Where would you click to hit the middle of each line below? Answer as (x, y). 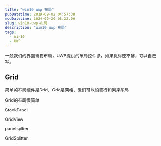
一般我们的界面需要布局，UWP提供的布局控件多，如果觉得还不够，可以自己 (81, 55)
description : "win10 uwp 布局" (36, 28)
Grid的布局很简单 (22, 100)
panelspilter (17, 128)
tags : (10, 32)
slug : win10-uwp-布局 (26, 23)
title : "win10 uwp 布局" (30, 9)
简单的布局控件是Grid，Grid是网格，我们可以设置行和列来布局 (67, 90)
